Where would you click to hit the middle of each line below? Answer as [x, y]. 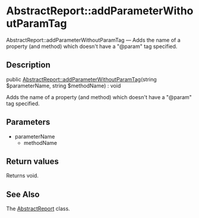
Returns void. [22, 176]
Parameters [28, 122]
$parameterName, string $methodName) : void [64, 86]
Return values [33, 161]
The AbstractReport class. [38, 208]
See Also [23, 194]
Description [28, 65]
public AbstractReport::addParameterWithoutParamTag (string [82, 79]
